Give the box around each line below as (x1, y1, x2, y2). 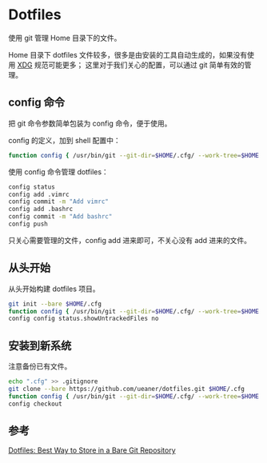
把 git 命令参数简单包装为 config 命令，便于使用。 (8, 118, 172, 128)
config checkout (8, 400, 62, 408)
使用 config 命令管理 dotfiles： (8, 166, 110, 177)
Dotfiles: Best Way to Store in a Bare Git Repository (8, 445, 176, 455)
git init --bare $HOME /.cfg (8, 300, 102, 308)
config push (8, 220, 48, 228)
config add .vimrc (8, 190, 70, 198)
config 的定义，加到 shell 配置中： (8, 135, 122, 145)
